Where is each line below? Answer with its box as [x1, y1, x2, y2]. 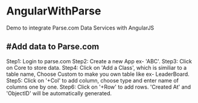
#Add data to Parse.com [6, 42, 100, 52]
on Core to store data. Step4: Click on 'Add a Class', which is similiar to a [6, 64, 187, 71]
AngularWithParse [6, 4, 101, 18]
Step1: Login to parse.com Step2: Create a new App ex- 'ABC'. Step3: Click [6, 57, 192, 64]
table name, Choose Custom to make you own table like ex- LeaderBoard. [6, 70, 190, 78]
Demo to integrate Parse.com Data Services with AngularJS [6, 24, 155, 31]
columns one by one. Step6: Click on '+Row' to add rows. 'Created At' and [6, 83, 191, 90]
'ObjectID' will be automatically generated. [6, 89, 112, 97]
